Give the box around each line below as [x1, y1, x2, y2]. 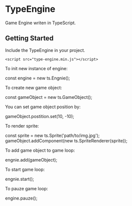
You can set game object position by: [5, 104, 81, 110]
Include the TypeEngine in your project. [5, 47, 86, 53]
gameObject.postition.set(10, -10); [5, 113, 74, 119]
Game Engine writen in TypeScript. [5, 20, 76, 26]
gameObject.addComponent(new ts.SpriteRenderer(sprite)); [5, 137, 128, 144]
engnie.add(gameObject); [5, 157, 58, 163]
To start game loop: [5, 166, 45, 172]
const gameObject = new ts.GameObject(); [5, 94, 92, 100]
